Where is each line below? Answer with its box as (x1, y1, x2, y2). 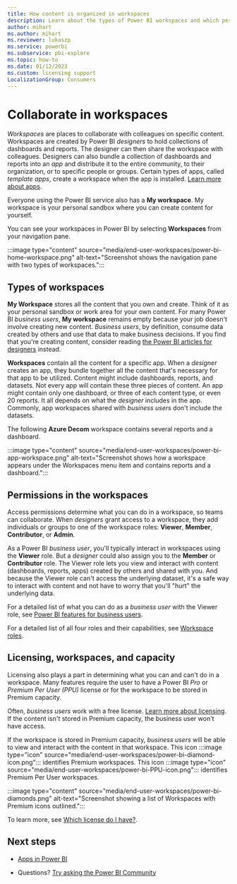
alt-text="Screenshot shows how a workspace (71, 453, 206, 462)
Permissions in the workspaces (7, 489, 148, 501)
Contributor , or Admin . (7, 530, 75, 539)
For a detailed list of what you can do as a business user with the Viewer (7, 602, 218, 611)
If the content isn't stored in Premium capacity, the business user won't (7, 714, 214, 722)
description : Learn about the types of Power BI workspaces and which (7, 17, 219, 24)
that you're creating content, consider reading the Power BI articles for (7, 338, 213, 346)
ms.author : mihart (7, 30, 61, 37)
